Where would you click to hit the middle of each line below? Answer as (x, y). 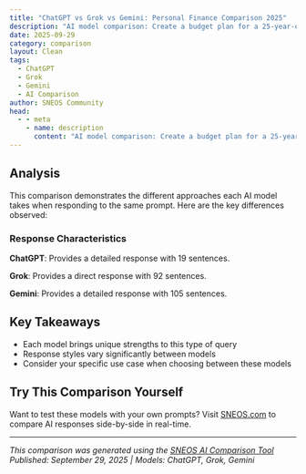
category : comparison (51, 43)
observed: (29, 214)
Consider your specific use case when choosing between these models (157, 363)
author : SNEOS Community (56, 103)
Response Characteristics (68, 238)
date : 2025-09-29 (42, 35)
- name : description (65, 129)
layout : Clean (36, 52)
